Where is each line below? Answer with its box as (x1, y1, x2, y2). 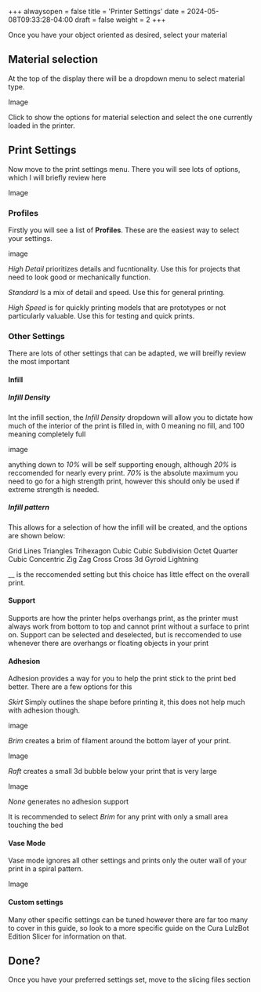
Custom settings (8, 897, 64, 906)
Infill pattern (8, 502, 49, 512)
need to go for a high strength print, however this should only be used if (8, 476, 241, 486)
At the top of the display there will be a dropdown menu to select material (8, 74, 245, 83)
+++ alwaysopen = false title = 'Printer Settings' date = (8, 7, 186, 16)
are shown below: (8, 531, 66, 540)
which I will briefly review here (8, 173, 107, 182)
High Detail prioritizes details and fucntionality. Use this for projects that (8, 264, 241, 273)
